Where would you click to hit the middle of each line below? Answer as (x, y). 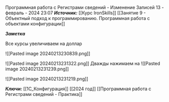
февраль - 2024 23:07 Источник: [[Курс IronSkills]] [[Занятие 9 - (76, 13)
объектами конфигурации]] (35, 24)
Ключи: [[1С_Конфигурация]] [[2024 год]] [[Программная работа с (78, 89)
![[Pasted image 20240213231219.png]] (47, 79)
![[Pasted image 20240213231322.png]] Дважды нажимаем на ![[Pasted (83, 63)
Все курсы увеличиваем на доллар (44, 44)
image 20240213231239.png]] (37, 69)
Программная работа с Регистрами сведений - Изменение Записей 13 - (85, 7)
